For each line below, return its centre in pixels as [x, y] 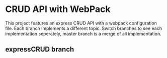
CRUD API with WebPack [58, 9]
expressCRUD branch [40, 49]
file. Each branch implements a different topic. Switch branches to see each [84, 28]
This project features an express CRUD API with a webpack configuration [81, 23]
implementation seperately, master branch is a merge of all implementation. [83, 33]
